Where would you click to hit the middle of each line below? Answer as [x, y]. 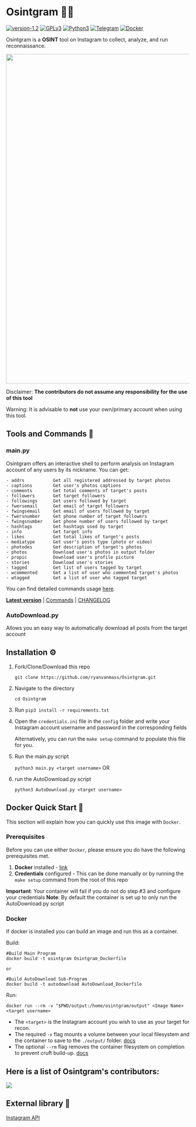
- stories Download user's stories [60, 562]
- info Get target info [49, 532]
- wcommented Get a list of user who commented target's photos [92, 573]
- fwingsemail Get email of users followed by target [78, 511]
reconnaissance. [26, 46]
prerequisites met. [28, 856]
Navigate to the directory [44, 688]
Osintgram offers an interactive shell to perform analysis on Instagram [90, 463]
